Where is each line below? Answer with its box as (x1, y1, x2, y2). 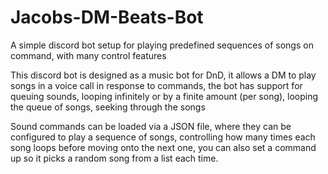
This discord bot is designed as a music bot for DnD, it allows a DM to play (10, 69, 317, 81)
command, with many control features (10, 49, 167, 61)
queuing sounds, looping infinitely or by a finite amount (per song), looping (10, 90, 319, 102)
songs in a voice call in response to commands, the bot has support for (10, 79, 303, 91)
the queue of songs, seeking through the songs (10, 101, 206, 113)
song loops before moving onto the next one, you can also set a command (10, 141, 317, 153)
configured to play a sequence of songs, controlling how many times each (10, 131, 316, 143)
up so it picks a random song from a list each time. (10, 152, 219, 164)
